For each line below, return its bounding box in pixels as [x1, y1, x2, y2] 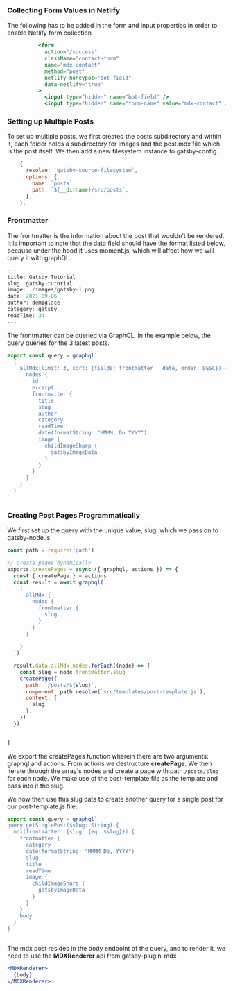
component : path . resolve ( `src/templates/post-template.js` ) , [25, 688, 207, 695]
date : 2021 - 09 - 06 [7, 293, 58, 300]
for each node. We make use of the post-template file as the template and [7, 774, 218, 782]
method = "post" [44, 68, 85, 75]
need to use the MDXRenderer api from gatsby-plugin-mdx [7, 951, 177, 960]
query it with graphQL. [7, 253, 71, 262]
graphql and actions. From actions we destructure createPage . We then [7, 759, 213, 768]
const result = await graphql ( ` [13, 579, 107, 586]
